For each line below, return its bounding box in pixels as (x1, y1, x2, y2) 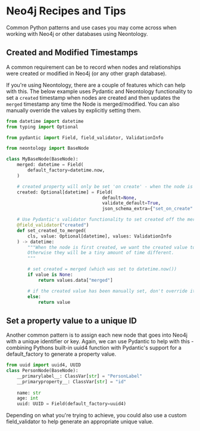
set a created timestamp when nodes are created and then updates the (6, 94, 180, 101)
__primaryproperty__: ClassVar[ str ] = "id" (17, 378, 127, 384)
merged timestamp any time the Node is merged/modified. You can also (6, 100, 180, 107)
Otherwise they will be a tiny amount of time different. (27, 250, 174, 256)
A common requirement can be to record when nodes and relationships (6, 63, 182, 70)
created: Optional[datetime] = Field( (17, 189, 113, 195)
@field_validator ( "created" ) (17, 222, 89, 228)
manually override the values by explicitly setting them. (6, 106, 142, 114)
